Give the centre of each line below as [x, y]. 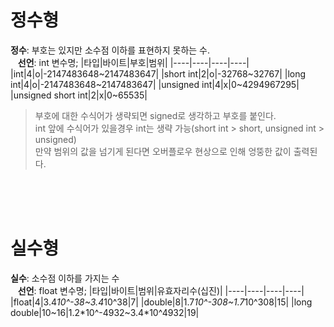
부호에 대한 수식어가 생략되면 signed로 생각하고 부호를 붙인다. [155, 115]
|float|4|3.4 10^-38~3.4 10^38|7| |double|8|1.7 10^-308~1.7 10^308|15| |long [161, 302]
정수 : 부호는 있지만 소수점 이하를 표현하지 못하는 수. [110, 50]
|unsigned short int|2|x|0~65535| [79, 95]
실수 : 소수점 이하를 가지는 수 [65, 278]
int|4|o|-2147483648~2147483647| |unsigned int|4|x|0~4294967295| [155, 84]
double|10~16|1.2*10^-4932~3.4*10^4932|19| [105, 312]
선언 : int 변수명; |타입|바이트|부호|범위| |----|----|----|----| [133, 62]
